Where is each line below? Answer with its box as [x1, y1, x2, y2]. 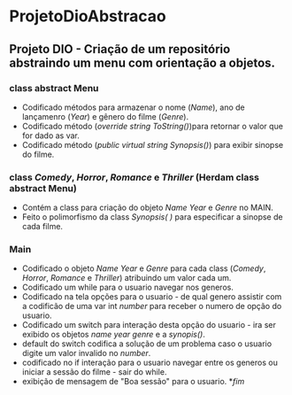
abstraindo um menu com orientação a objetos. [9, 55, 276, 70]
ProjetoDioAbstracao [9, 6, 166, 27]
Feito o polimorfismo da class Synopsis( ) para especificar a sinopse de [21, 212, 283, 222]
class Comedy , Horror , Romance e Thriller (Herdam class [9, 171, 259, 183]
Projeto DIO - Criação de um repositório [9, 42, 231, 57]
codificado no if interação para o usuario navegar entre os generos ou [21, 357, 279, 368]
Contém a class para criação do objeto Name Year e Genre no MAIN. [21, 202, 273, 213]
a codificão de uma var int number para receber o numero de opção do [21, 301, 282, 312]
